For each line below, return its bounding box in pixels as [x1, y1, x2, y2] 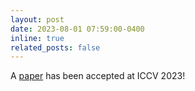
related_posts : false [10, 42, 101, 53]
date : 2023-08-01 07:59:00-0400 [10, 24, 145, 34]
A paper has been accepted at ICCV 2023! [10, 70, 186, 82]
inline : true [10, 33, 65, 43]
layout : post [10, 14, 65, 25]
